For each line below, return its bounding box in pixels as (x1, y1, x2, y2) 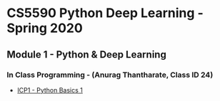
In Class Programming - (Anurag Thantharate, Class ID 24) (6, 70, 214, 80)
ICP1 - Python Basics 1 (16, 85, 84, 94)
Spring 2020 (6, 20, 83, 36)
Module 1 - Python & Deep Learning (6, 48, 167, 60)
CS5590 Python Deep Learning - (6, 5, 204, 21)
